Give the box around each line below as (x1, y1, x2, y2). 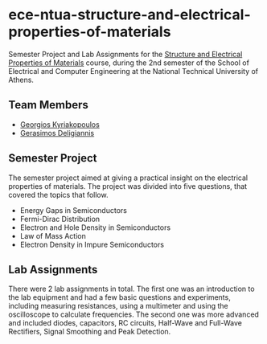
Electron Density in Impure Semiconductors (19, 240, 165, 249)
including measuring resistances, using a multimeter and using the (8, 301, 228, 311)
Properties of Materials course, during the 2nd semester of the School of (8, 58, 249, 68)
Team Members (8, 98, 88, 112)
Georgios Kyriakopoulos (19, 119, 101, 129)
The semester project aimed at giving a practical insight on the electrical (8, 173, 248, 182)
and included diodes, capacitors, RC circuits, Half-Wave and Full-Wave (8, 318, 243, 328)
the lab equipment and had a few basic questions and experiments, (8, 293, 231, 302)
